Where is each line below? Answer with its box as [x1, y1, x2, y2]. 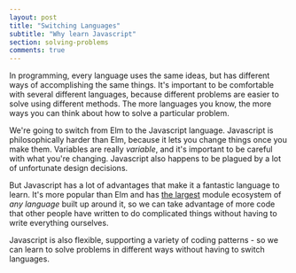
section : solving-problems [9, 37, 109, 47]
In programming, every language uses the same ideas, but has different [9, 70, 270, 81]
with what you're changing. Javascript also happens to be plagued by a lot [9, 153, 282, 164]
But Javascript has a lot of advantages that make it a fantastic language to [9, 180, 280, 191]
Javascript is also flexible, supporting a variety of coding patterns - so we [9, 235, 279, 246]
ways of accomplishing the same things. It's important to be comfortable [9, 80, 275, 90]
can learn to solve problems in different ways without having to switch [9, 245, 265, 255]
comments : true [9, 46, 66, 55]
